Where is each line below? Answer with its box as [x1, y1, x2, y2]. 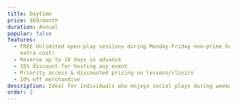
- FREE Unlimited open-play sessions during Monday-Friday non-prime [13, 43, 222, 50]
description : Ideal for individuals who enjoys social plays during [7, 82, 213, 89]
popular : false [7, 30, 52, 37]
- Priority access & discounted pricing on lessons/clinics [13, 69, 194, 76]
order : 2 [7, 89, 33, 96]
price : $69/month [7, 17, 59, 24]
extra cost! [20, 50, 55, 57]
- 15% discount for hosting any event [13, 63, 128, 70]
